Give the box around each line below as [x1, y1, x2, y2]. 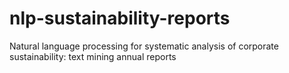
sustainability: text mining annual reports [9, 50, 177, 62]
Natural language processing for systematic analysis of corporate [9, 40, 279, 52]
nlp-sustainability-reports [9, 7, 231, 30]
